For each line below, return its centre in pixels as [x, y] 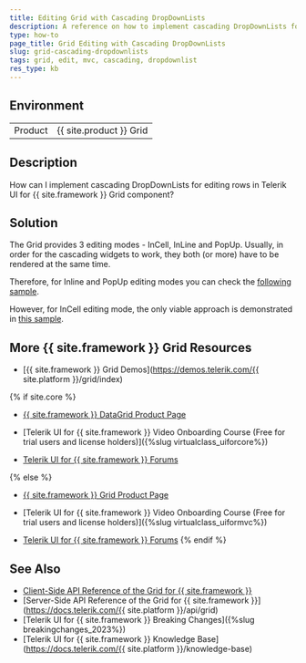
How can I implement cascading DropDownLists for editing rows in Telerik [148, 184]
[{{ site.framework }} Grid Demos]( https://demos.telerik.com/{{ [141, 369]
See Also [35, 569]
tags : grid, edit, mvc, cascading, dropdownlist [103, 60]
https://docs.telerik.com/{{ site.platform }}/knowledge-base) [139, 648]
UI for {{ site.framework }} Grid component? [92, 194]
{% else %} [31, 477]
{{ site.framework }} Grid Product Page [96, 495]
